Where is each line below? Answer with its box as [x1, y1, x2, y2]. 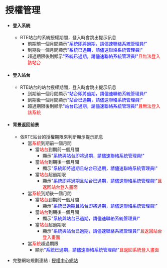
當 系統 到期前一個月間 [27, 140, 72, 146]
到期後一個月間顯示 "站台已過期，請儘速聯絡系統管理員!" [27, 96, 143, 103]
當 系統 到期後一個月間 [27, 190, 72, 196]
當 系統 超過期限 [27, 240, 59, 246]
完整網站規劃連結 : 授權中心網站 [12, 257, 78, 263]
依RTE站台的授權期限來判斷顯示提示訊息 [20, 133, 104, 140]
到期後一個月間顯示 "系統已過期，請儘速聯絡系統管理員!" [27, 47, 143, 53]
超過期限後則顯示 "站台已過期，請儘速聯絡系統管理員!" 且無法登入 [27, 103, 160, 109]
